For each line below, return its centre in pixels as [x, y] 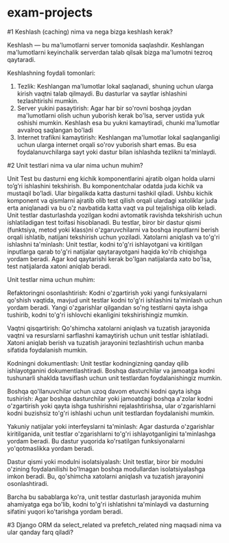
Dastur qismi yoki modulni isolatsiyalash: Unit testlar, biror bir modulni [105, 461]
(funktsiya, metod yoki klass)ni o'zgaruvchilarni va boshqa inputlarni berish [113, 230]
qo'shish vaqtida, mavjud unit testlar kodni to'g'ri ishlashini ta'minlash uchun [115, 300]
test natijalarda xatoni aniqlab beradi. [59, 266]
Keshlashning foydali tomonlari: [51, 73]
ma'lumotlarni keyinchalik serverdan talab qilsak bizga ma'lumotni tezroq [110, 52]
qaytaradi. [21, 59]
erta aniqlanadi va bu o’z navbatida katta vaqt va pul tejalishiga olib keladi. [112, 208]
